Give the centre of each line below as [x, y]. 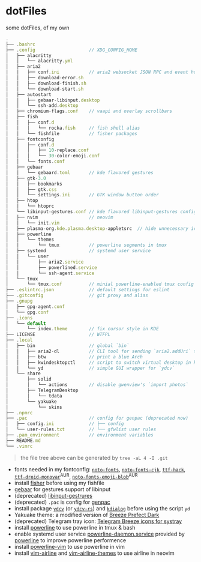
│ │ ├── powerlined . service [51, 267]
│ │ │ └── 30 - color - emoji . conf [53, 156]
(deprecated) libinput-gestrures [53, 496]
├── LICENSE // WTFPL [58, 334]
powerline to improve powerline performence [70, 540]
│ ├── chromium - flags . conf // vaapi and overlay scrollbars [89, 111]
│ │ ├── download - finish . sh [46, 83]
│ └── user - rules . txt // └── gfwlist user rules [81, 430]
